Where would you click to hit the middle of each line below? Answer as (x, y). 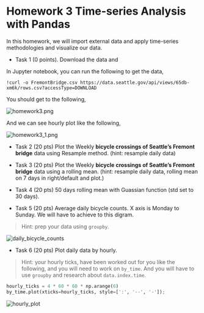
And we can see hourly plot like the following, (64, 123)
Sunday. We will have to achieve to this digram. (75, 215)
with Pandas (38, 24)
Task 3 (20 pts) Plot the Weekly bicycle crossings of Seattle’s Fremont (105, 165)
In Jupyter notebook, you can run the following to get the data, (85, 71)
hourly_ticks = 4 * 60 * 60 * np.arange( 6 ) (63, 286)
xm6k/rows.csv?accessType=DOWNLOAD (52, 88)
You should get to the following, (46, 99)
